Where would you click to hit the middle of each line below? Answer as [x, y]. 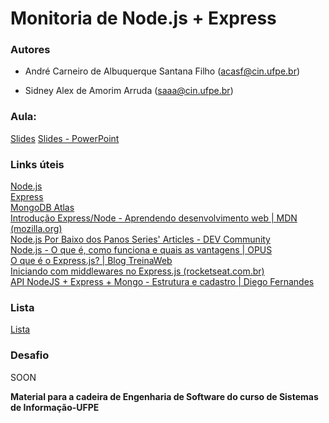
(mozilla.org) [36, 229]
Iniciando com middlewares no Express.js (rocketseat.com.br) [137, 271]
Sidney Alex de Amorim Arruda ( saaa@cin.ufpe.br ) [129, 91]
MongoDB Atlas [42, 208]
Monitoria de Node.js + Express [143, 18]
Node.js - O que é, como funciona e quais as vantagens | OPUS [141, 250]
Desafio [30, 355]
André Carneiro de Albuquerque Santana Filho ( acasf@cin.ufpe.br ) [162, 71]
